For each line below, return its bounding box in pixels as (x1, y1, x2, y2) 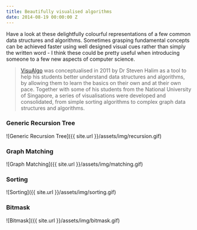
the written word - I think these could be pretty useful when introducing (6, 49, 180, 56)
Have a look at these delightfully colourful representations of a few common (6, 30, 191, 37)
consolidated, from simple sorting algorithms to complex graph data (20, 98, 186, 105)
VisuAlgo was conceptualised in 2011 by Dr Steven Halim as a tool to (20, 67, 187, 74)
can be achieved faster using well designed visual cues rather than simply (6, 42, 186, 50)
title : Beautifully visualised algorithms (6, 8, 112, 15)
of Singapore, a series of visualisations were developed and (20, 92, 166, 99)
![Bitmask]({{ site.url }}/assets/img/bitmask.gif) (6, 216, 120, 224)
